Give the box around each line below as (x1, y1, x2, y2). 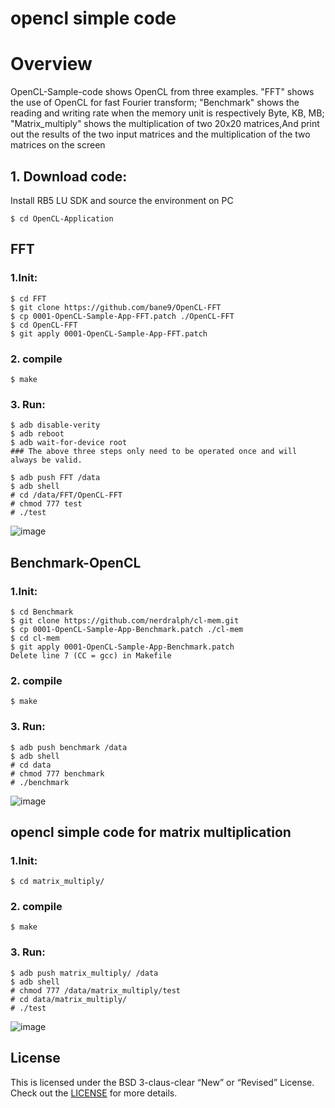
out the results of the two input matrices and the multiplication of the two (10, 128, 311, 141)
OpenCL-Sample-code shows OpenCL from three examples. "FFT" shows (10, 86, 315, 98)
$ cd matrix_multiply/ (10, 877, 105, 887)
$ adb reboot (10, 429, 65, 439)
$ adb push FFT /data (10, 473, 101, 483)
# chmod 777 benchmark (10, 768, 105, 779)
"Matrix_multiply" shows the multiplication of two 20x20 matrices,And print (10, 118, 320, 130)
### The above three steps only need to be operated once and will (10, 447, 298, 457)
